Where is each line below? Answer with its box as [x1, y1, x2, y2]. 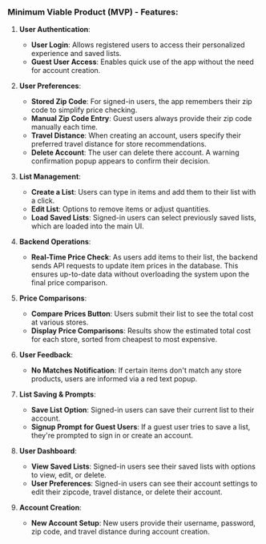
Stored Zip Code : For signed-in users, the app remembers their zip [30, 97, 253, 107]
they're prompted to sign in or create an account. [30, 431, 194, 441]
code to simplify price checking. [30, 105, 138, 115]
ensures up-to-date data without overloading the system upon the [30, 269, 250, 279]
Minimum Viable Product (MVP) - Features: [7, 6, 179, 18]
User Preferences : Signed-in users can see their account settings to [30, 479, 258, 489]
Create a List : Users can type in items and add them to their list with [30, 187, 256, 197]
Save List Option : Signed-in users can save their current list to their [30, 405, 255, 415]
